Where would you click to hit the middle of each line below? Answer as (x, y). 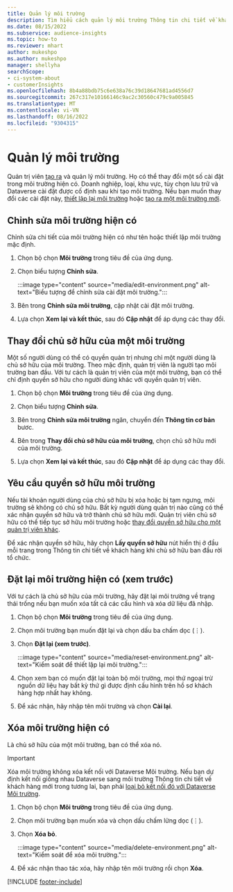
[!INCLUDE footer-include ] (45, 882)
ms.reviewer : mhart (35, 46)
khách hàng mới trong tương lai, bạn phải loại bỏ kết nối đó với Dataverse (112, 786)
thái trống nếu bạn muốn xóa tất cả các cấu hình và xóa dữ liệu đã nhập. (110, 603)
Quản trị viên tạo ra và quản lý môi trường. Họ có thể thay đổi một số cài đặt (115, 177)
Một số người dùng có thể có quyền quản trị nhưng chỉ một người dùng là (112, 358)
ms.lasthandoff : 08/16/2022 (48, 116)
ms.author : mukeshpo (37, 59)
